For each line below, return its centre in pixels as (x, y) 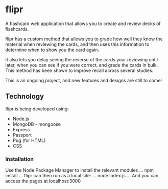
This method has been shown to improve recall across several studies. (79, 70)
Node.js (21, 119)
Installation (20, 159)
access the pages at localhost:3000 (43, 181)
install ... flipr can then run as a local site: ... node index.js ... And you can (82, 176)
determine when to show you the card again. (52, 50)
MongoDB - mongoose (37, 124)
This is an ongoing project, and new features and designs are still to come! (84, 80)
